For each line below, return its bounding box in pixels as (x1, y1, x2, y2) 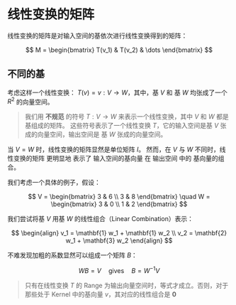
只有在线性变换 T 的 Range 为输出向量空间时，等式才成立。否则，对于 (24, 282, 229, 290)
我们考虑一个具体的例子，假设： (7, 178, 101, 187)
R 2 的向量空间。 (7, 96, 55, 106)
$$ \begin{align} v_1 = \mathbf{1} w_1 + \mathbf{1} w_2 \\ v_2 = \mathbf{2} (11, 229, 227, 237)
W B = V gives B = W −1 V (78, 265, 160, 275)
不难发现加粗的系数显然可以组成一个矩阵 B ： (7, 251, 138, 259)
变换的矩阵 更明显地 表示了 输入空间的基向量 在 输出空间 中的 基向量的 (13, 154, 218, 163)
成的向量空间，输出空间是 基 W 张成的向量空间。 (24, 130, 167, 139)
